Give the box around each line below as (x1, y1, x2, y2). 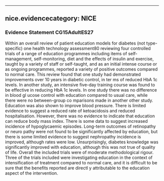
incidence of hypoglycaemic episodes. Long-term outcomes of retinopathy (5, 123, 156, 129)
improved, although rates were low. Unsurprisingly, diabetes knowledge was (5, 139, 159, 145)
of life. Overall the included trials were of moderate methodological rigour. (5, 149, 154, 155)
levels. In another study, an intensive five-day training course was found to (5, 82, 155, 88)
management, (5, 56, 33, 62)
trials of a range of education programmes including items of (5, 50, 127, 56)
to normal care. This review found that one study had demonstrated (5, 71, 141, 77)
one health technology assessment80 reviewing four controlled (23, 45, 151, 51)
